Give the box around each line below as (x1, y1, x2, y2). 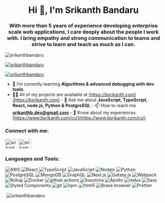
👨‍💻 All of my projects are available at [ (12, 92, 90, 98)
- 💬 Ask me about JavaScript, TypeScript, (61, 97, 148, 103)
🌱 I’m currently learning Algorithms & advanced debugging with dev (12, 81, 154, 87)
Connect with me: (5, 127, 49, 134)
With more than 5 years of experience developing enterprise (9, 22, 158, 29)
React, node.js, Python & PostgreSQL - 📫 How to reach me (12, 102, 136, 108)
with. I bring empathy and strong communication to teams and (6, 35, 161, 42)
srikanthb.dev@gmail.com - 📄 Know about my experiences (12, 109, 136, 116)
